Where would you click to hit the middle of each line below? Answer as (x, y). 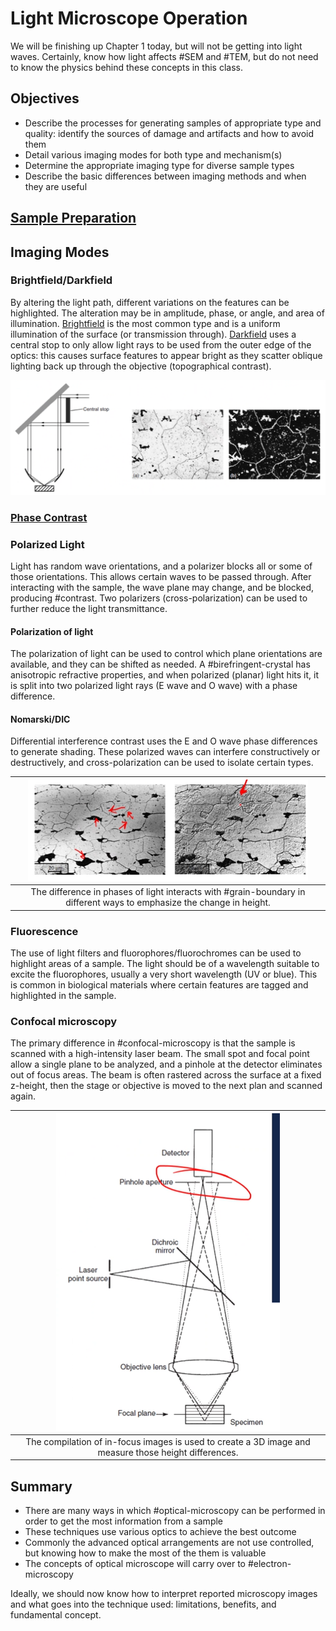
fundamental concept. (56, 1615)
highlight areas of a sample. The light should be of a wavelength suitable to (165, 963)
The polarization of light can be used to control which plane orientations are (166, 654)
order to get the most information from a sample (124, 1521)
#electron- (269, 1564)
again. (23, 1096)
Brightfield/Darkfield (61, 280)
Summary (41, 1486)
